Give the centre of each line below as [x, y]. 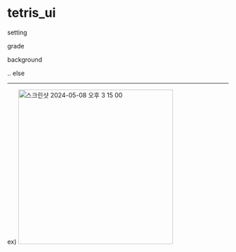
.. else [16, 73]
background [25, 59]
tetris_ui [32, 13]
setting [17, 32]
